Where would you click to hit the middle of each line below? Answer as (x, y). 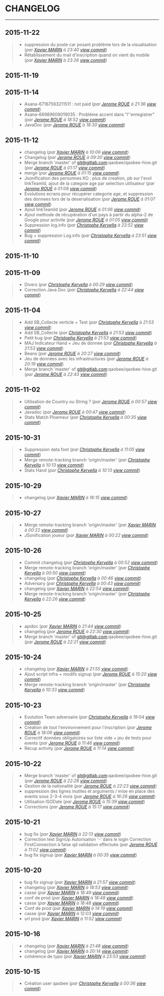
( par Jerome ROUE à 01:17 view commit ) (65, 168)
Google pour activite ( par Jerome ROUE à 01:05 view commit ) (86, 220)
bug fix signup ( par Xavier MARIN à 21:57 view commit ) (80, 882)
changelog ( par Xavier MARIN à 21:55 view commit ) (76, 669)
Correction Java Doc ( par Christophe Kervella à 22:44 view (84, 289)
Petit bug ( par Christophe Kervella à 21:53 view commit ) (81, 338)
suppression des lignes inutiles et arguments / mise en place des (89, 791)
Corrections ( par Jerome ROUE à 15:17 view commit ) (77, 807)
